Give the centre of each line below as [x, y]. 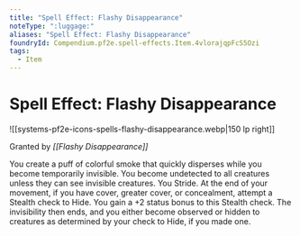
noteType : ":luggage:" [52, 26]
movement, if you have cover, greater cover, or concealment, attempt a [141, 192]
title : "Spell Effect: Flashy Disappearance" [96, 18]
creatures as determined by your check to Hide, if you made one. [130, 221]
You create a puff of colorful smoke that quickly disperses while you [136, 164]
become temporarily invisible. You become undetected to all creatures [140, 173]
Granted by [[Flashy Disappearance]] [79, 146]
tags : [19, 51]
